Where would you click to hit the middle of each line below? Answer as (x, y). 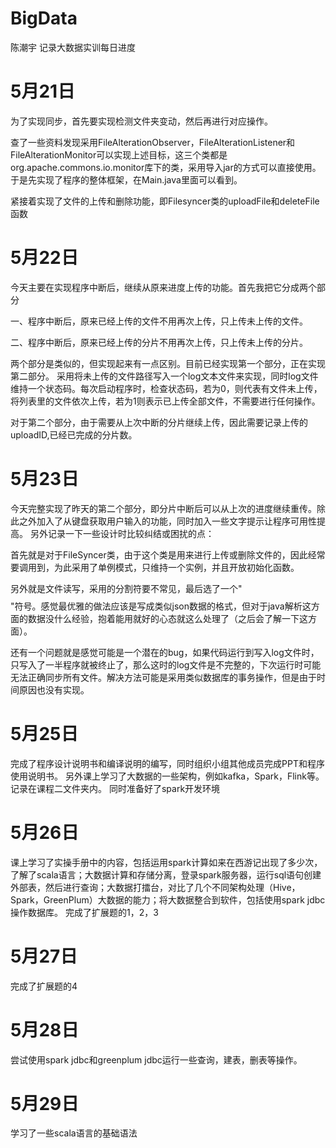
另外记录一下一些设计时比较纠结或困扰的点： (122, 533)
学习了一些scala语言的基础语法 (74, 1133)
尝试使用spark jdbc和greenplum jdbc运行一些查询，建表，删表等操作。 (156, 1059)
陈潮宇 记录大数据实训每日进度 (73, 47)
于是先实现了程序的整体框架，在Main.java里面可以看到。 (126, 179)
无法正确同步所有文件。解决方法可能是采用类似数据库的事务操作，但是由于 (163, 677)
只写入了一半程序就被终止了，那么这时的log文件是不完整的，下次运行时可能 (166, 664)
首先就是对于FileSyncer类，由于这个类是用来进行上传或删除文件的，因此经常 (168, 554)
